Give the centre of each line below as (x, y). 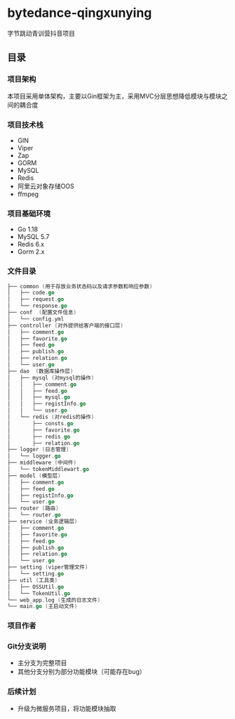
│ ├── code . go (31, 293)
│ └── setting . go (36, 574)
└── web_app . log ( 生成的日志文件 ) (54, 600)
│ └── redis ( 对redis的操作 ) (51, 417)
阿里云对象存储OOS (46, 186)
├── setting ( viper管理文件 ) (48, 567)
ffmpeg (28, 194)
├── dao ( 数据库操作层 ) (40, 371)
